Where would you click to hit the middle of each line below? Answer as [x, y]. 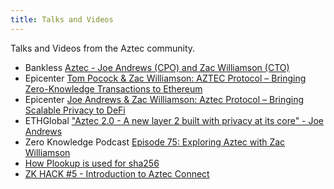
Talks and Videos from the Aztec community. [103, 48]
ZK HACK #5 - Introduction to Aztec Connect [117, 173]
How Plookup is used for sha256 [92, 163]
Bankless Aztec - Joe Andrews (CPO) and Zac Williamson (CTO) [157, 67]
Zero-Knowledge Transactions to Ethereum [113, 88]
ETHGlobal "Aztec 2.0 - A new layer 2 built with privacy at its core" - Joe [174, 120]
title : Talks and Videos [62, 19]
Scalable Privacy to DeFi [75, 110]
